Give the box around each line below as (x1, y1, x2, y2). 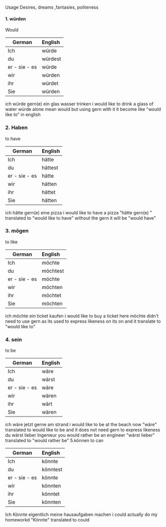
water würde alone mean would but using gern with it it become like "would (5, 106, 161, 112)
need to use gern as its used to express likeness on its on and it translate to (5, 318, 161, 324)
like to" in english (5, 111, 41, 117)
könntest (42, 466, 63, 473)
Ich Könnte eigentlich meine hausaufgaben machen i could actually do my (5, 511, 158, 517)
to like (5, 238, 18, 245)
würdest (42, 55, 61, 62)
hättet (42, 188, 56, 195)
